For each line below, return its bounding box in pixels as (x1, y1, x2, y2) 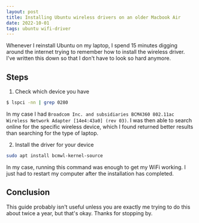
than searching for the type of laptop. (6, 129, 99, 137)
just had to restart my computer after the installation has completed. (6, 170, 174, 177)
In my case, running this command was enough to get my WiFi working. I (6, 163, 186, 171)
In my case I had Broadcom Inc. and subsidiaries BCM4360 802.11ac (6, 110, 175, 117)
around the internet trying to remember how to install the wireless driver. (6, 49, 185, 56)
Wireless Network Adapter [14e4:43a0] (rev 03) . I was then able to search (6, 116, 192, 123)
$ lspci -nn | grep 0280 (6, 100, 68, 106)
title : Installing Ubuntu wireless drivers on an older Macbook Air (6, 14, 181, 20)
